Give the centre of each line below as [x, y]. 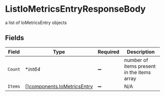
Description [141, 51]
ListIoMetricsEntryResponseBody [75, 9]
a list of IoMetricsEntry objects [36, 23]
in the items [137, 72]
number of [136, 60]
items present [140, 66]
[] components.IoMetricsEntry [59, 86]
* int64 [33, 69]
